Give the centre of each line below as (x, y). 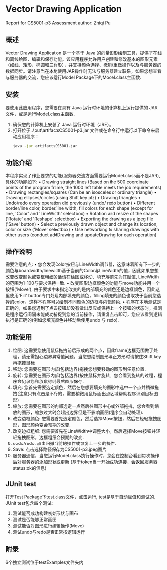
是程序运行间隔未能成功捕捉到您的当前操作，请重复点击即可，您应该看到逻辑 (84, 314)
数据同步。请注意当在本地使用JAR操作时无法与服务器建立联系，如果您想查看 (83, 71)
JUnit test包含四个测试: (29, 503)
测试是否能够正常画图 (34, 519)
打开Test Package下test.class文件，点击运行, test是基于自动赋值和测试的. (81, 497)
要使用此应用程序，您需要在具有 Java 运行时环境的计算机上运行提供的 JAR (82, 107)
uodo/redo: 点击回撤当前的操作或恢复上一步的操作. (64, 443)
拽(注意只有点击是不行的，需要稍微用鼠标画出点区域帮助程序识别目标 (83, 393)
